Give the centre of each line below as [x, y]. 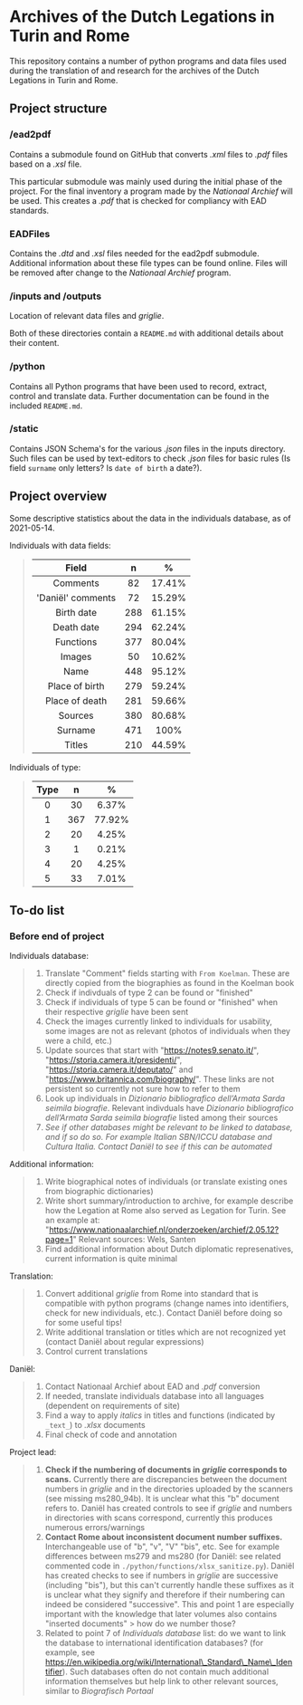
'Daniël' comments [76, 598]
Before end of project [57, 936]
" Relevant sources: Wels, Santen [134, 1240]
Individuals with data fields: [60, 545]
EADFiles [30, 234]
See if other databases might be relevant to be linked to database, [169, 1127]
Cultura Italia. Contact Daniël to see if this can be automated [159, 1146]
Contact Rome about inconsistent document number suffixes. [164, 1537]
